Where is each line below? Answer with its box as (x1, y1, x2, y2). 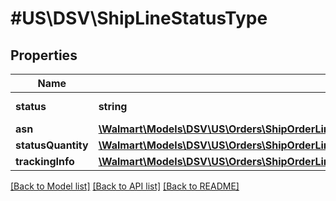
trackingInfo (15, 155, 75, 168)
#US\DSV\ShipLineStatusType (10, 7, 268, 30)
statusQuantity (15, 138, 89, 152)
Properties (10, 47, 78, 64)
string (98, 100, 128, 113)
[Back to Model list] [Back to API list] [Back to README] (10, 180, 240, 192)
